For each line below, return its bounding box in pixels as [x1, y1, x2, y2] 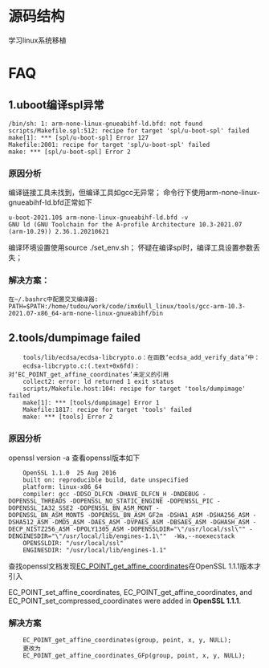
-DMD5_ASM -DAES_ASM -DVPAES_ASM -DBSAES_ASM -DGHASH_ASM [51, 518, 250, 526]
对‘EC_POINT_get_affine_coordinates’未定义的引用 [8, 371, 169, 379]
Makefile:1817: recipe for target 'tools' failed [22, 406, 193, 414]
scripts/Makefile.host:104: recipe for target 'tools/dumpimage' [22, 385, 247, 393]
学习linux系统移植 [8, 35, 67, 45]
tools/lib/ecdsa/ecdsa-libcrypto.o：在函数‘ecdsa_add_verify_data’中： [22, 354, 260, 362]
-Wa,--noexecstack [173, 532, 235, 540]
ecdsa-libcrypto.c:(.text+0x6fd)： [22, 362, 141, 370]
